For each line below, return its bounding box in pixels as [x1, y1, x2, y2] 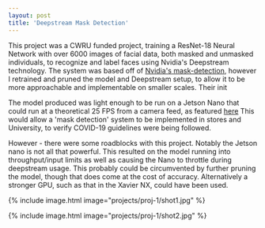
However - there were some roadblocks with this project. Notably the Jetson [8, 138, 258, 148]
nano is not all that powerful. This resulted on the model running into [8, 147, 231, 156]
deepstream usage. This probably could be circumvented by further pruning [8, 163, 256, 173]
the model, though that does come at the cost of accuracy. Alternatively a [8, 171, 248, 181]
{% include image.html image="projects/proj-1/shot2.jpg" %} [8, 211, 207, 220]
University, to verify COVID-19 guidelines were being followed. [8, 123, 212, 133]
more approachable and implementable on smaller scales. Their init [8, 82, 228, 92]
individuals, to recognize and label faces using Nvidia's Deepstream [8, 57, 229, 67]
